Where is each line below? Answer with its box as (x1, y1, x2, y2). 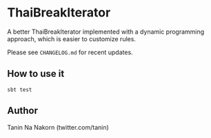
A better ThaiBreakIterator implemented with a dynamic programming (7, 27, 205, 36)
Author (7, 105, 38, 117)
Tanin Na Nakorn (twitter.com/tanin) (7, 123, 109, 131)
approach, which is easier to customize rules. (7, 34, 137, 43)
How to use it (7, 68, 65, 80)
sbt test (7, 86, 32, 93)
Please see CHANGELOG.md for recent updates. (7, 48, 133, 56)
